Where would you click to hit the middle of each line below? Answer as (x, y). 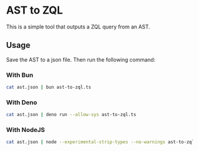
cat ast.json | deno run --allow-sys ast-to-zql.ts (71, 115)
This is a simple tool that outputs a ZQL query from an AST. (78, 27)
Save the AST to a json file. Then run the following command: (81, 59)
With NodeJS (26, 130)
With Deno (22, 102)
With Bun (20, 75)
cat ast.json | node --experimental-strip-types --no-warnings (86, 142)
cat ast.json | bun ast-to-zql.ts (49, 87)
